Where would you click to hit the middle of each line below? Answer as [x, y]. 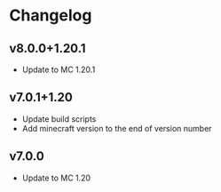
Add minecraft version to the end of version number [117, 128]
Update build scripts [59, 119]
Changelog [51, 16]
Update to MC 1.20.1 [59, 69]
